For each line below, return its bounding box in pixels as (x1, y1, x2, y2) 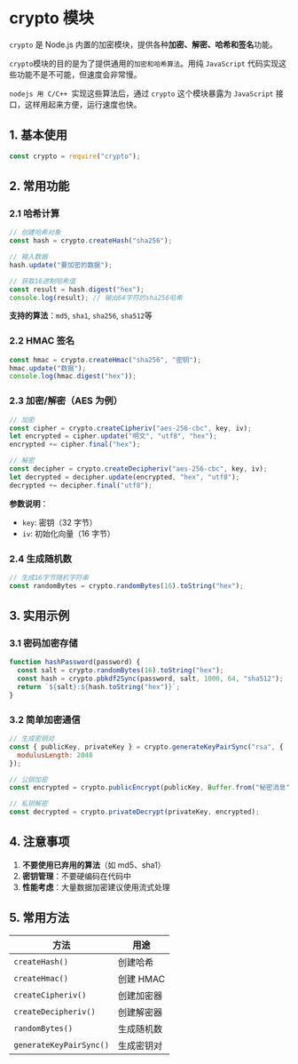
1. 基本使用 (9, 128, 68, 143)
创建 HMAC (117, 973, 166, 985)
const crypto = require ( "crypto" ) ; (9, 152, 141, 161)
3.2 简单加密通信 (9, 713, 82, 726)
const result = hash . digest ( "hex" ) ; (9, 285, 145, 294)
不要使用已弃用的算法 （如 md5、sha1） (21, 859, 166, 870)
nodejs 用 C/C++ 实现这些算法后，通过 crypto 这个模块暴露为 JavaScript (9, 88, 274, 99)
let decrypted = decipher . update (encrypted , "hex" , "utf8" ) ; (9, 472, 240, 481)
